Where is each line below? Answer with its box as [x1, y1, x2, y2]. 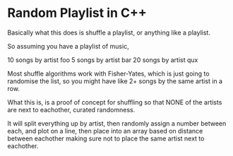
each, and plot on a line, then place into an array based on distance [7, 126, 203, 135]
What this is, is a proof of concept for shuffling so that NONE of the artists [7, 97, 222, 107]
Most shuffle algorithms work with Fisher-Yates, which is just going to [7, 69, 210, 78]
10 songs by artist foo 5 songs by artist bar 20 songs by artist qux [7, 55, 198, 64]
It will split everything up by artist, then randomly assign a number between [7, 119, 227, 128]
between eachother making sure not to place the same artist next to [7, 134, 205, 143]
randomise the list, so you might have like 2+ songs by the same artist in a [7, 76, 223, 85]
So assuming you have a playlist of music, [7, 42, 129, 50]
